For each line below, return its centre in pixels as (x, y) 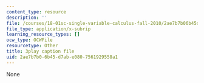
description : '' (27, 18)
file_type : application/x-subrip (49, 29)
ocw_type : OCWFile (29, 40)
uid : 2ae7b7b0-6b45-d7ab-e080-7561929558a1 (62, 57)
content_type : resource (36, 12)
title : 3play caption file (40, 51)
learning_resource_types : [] (43, 35)
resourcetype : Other (32, 46)
